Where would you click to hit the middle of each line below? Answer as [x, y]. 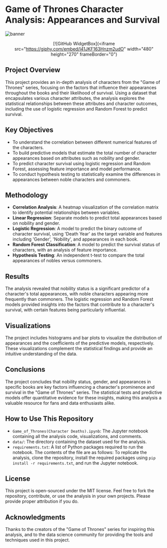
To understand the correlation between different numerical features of [84, 142]
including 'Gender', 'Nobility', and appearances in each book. [75, 239]
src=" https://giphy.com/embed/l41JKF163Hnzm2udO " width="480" [84, 49]
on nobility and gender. [36, 223]
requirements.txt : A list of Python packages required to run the [78, 447]
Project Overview [33, 70]
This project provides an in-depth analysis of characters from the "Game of [83, 82]
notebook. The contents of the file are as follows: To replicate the [79, 452]
